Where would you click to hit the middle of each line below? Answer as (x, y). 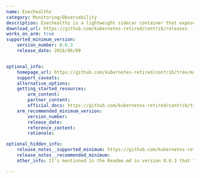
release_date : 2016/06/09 (49, 51)
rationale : (41, 133)
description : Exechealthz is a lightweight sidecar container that (92, 23)
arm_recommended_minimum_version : (60, 111)
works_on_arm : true (30, 34)
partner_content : (49, 100)
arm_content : (44, 94)
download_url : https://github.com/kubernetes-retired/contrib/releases (97, 28)
